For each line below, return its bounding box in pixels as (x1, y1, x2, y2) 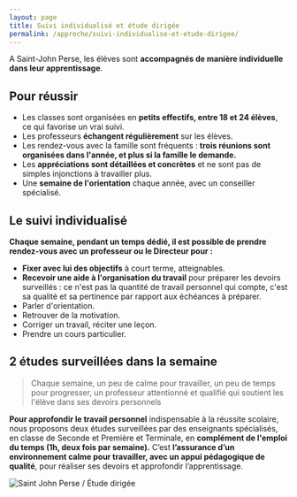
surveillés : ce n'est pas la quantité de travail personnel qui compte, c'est (21, 282, 288, 292)
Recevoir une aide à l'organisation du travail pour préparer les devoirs (21, 272, 281, 283)
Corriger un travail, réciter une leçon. (21, 319, 157, 330)
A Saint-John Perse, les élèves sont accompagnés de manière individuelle (9, 54, 284, 65)
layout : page (9, 12, 57, 22)
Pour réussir (9, 88, 79, 103)
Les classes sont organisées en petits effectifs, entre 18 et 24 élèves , (21, 112, 278, 123)
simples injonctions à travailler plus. (21, 169, 153, 180)
